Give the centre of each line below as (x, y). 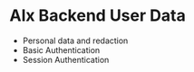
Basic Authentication (61, 49)
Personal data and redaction (75, 40)
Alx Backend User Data (97, 16)
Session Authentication (66, 59)
